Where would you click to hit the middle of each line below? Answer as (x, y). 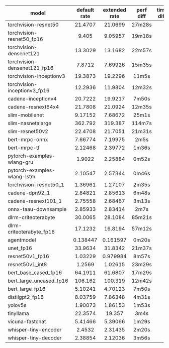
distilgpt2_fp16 (26, 297)
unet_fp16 (20, 248)
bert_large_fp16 (27, 289)
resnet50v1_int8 (27, 264)
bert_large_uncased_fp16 (38, 281)
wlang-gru (21, 162)
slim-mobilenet (26, 115)
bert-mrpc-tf (24, 148)
